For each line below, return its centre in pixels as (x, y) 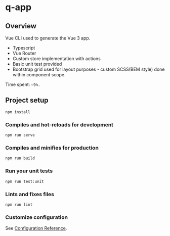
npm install (18, 112)
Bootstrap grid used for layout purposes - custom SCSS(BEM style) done (89, 69)
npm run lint (19, 205)
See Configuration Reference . (36, 228)
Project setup (27, 100)
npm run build (20, 158)
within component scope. (39, 75)
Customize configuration (37, 217)
